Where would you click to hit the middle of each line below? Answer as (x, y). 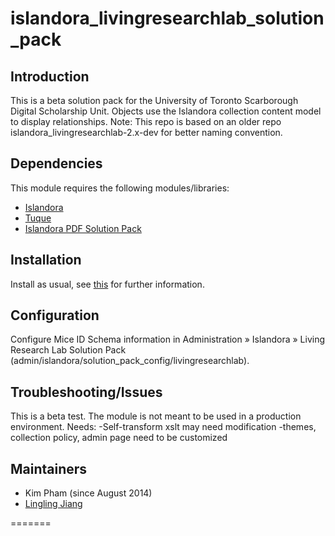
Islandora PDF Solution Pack (83, 228)
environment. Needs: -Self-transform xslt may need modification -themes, (163, 427)
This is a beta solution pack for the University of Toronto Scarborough (154, 100)
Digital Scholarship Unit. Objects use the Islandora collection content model (166, 111)
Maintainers (49, 468)
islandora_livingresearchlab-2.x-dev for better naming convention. (146, 132)
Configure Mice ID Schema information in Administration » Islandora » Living (168, 339)
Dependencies (56, 163)
